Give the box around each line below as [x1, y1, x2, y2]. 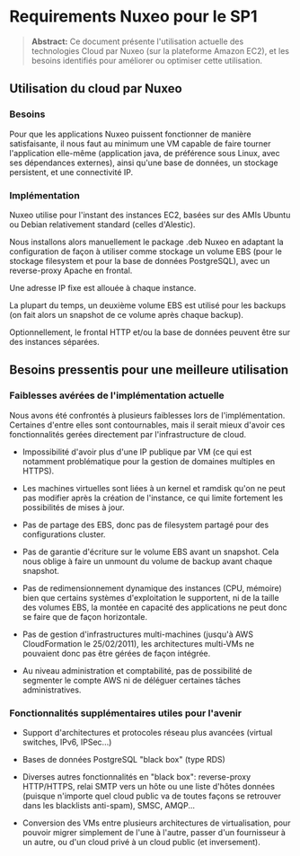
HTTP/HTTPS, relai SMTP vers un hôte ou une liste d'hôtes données [22, 781, 276, 791]
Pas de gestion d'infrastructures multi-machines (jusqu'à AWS [22, 629, 254, 640]
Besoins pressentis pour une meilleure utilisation [9, 362, 289, 378]
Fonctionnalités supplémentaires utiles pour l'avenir [9, 707, 243, 719]
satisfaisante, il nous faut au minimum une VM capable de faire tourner [9, 137, 271, 149]
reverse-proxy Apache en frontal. [9, 265, 133, 276]
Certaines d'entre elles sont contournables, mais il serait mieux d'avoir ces [9, 419, 286, 430]
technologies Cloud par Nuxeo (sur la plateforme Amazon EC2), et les [31, 45, 290, 56]
